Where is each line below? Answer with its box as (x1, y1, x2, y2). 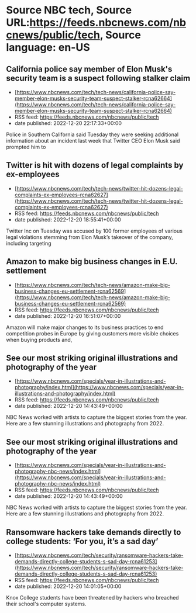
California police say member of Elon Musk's (6, 64, 173, 74)
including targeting (6, 240, 51, 247)
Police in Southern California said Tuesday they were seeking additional (6, 131, 179, 138)
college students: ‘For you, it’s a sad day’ (6, 536, 159, 546)
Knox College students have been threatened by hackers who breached (6, 594, 180, 601)
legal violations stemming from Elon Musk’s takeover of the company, (6, 233, 174, 240)
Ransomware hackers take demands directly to (6, 527, 181, 537)
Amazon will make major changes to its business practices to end (6, 324, 164, 331)
